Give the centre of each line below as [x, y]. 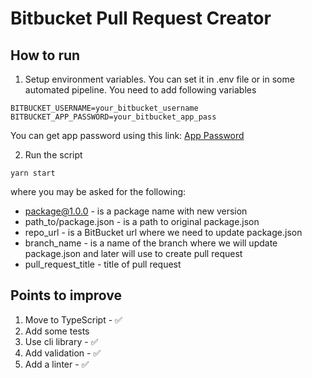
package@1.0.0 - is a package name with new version [136, 211]
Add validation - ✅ [63, 353]
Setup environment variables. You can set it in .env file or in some [159, 79]
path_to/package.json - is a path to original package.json [142, 221]
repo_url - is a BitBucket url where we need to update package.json [163, 232]
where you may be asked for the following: [98, 191]
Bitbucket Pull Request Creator [141, 18]
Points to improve [66, 295]
